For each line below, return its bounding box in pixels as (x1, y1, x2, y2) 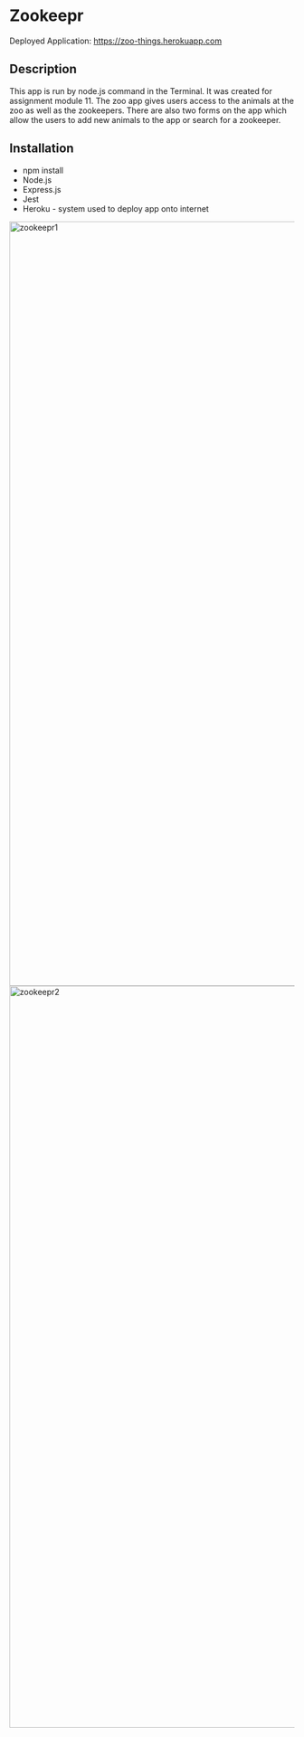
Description (9, 62, 77, 77)
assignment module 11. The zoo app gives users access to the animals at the (9, 95, 294, 106)
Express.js (22, 184, 62, 195)
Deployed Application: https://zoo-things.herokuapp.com (9, 35, 223, 46)
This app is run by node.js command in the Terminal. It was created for (9, 85, 273, 96)
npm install (22, 165, 64, 176)
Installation (9, 141, 74, 157)
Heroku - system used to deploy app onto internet (22, 203, 210, 214)
